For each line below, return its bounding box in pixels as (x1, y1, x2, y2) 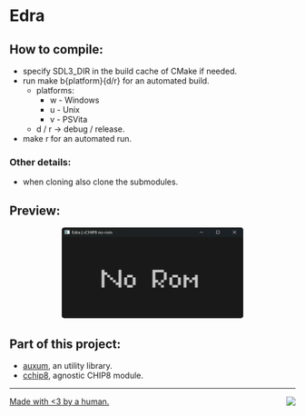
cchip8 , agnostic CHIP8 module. (22, 370, 143, 381)
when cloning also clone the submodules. (22, 176, 179, 187)
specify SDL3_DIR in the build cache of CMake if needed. (22, 65, 238, 76)
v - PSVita (49, 114, 88, 124)
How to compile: (9, 42, 103, 57)
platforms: (35, 85, 74, 95)
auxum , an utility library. (22, 360, 113, 371)
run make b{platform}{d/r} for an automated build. (22, 75, 211, 86)
